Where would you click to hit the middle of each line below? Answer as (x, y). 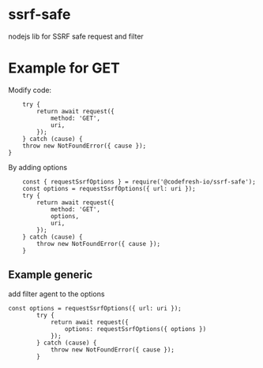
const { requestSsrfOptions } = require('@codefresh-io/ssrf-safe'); (139, 182)
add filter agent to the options (56, 294)
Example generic (51, 275)
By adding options (38, 167)
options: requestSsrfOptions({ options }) (135, 329)
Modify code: (30, 90)
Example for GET (64, 68)
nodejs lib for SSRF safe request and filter (76, 36)
